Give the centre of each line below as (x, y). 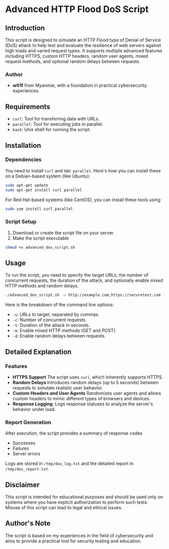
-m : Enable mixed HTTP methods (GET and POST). (64, 331)
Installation (23, 145)
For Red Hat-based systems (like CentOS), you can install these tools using (83, 200)
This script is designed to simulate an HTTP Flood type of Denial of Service (83, 40)
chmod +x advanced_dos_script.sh (40, 247)
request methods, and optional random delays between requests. (73, 61)
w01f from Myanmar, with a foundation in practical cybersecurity (80, 85)
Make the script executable (41, 238)
